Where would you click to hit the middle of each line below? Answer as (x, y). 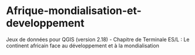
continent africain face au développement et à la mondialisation (83, 46)
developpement (45, 23)
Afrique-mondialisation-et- (74, 11)
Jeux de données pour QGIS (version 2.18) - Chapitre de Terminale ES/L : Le (98, 39)
